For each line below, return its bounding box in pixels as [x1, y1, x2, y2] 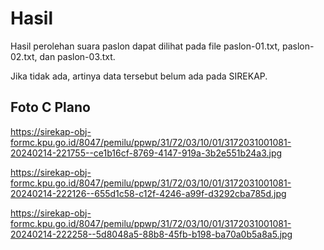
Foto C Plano [10, 99, 91, 116]
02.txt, [10, 50, 38, 62]
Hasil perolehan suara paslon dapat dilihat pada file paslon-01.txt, [10, 40, 281, 52]
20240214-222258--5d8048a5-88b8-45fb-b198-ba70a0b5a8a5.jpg [10, 228, 293, 240]
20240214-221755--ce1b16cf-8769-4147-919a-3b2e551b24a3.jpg [10, 147, 283, 159]
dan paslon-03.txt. [39, 50, 116, 62]
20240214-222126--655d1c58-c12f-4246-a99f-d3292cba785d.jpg [10, 187, 287, 199]
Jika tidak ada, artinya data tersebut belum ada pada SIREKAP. [10, 70, 268, 82]
